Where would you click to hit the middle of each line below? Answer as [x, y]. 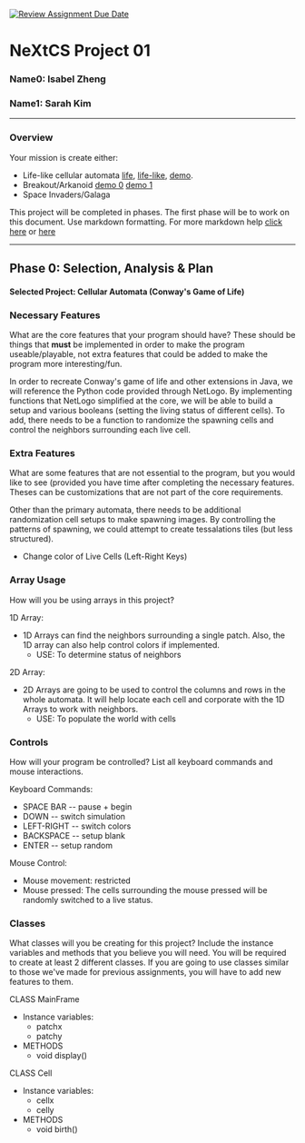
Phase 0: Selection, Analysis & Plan [112, 268]
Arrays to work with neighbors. [80, 709]
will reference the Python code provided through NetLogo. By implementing [151, 391]
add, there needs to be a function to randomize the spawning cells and [142, 420]
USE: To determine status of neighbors [108, 654]
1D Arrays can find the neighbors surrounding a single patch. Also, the [154, 635]
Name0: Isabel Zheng [58, 79]
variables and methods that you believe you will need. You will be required [148, 953]
